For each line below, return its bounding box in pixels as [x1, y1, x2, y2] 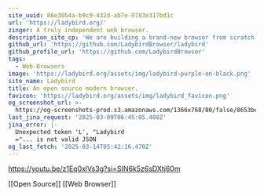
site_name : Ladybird [8, 77, 76, 85]
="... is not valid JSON [15, 135, 97, 143]
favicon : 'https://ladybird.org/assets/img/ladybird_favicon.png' [8, 92, 230, 100]
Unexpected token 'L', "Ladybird [15, 128, 125, 136]
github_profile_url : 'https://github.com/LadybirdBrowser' [8, 48, 206, 56]
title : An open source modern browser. [8, 84, 139, 93]
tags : [8, 56, 26, 64]
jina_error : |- [8, 121, 58, 129]
